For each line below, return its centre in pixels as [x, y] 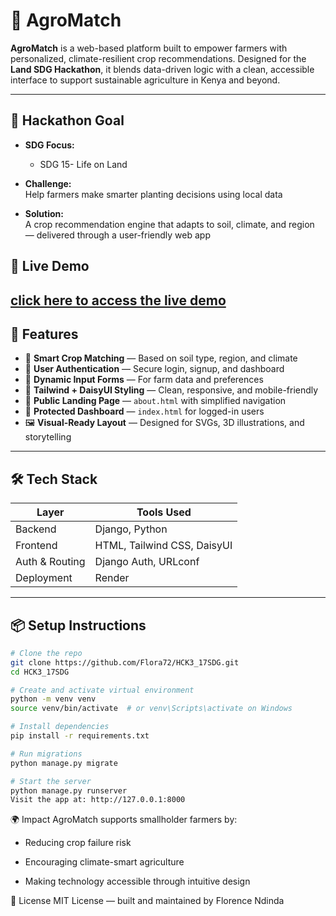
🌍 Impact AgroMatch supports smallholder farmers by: [124, 820]
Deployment [44, 578]
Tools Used [164, 512]
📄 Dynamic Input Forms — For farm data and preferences [144, 380]
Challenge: [48, 183]
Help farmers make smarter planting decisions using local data [153, 194]
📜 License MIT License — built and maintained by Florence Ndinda [147, 901]
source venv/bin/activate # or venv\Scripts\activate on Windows [151, 709]
